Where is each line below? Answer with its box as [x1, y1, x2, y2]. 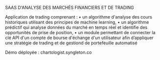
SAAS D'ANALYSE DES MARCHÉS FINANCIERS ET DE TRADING [5, 5, 135, 10]
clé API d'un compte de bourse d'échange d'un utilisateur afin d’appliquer [5, 35, 154, 40]
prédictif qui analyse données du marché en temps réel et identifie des [5, 24, 148, 30]
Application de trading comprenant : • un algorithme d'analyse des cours [5, 14, 153, 20]
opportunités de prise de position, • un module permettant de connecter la [5, 30, 156, 35]
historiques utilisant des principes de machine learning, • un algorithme [5, 20, 149, 25]
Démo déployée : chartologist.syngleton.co [5, 49, 92, 55]
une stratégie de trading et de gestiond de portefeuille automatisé [5, 40, 138, 46]
